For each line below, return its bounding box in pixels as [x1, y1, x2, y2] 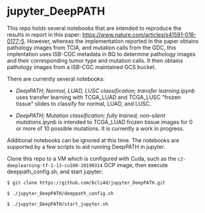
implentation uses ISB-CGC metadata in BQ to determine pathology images [7, 50, 196, 57]
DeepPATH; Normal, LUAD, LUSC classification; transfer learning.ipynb [15, 87, 195, 94]
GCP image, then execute [104, 161, 168, 168]
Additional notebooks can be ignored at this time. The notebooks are [7, 136, 179, 144]
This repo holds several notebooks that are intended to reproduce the [7, 24, 182, 32]
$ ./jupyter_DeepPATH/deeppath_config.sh [7, 190, 114, 197]
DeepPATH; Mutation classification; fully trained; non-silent [15, 112, 165, 119]
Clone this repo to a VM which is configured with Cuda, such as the [7, 154, 176, 162]
